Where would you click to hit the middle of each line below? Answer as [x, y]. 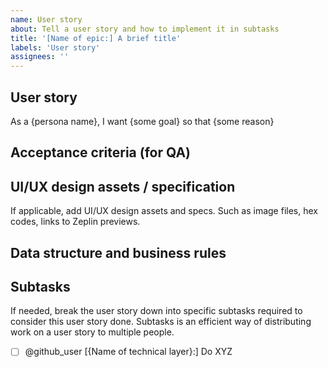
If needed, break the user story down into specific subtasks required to [156, 311]
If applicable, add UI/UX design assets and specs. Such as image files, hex [164, 211]
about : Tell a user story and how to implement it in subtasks [145, 29]
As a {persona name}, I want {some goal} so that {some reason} [142, 121]
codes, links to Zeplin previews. [75, 222]
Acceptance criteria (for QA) [100, 152]
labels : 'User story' [55, 47]
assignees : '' [40, 57]
